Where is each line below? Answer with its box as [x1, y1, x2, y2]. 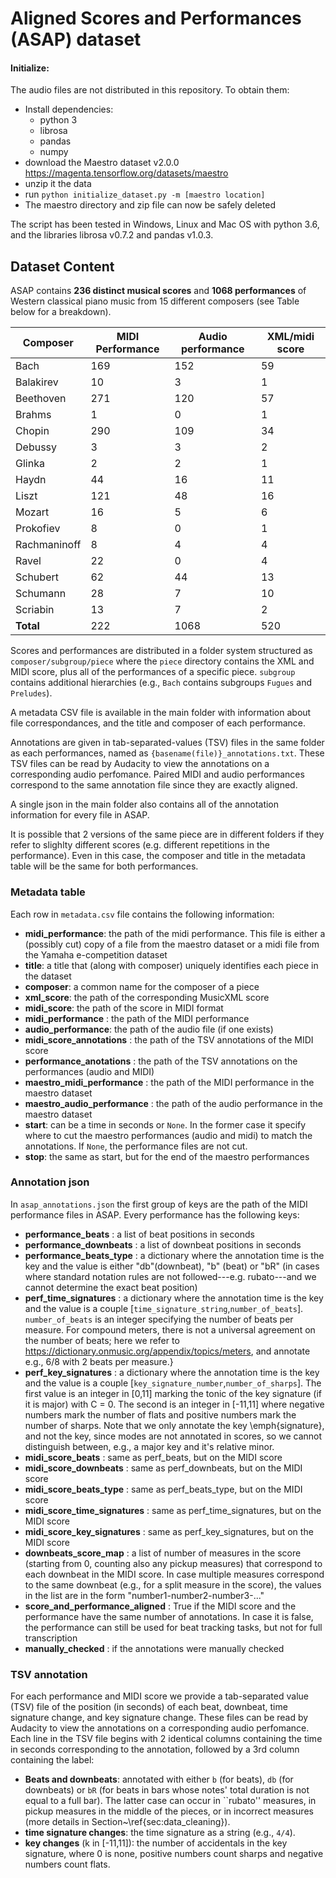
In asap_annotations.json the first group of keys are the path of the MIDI [10, 1198, 308, 1210]
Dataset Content [10, 258, 115, 275]
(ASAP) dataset [10, 28, 142, 51]
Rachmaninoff [15, 538, 82, 552]
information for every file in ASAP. [10, 809, 150, 821]
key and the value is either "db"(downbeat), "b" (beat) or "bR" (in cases [24, 1260, 320, 1272]
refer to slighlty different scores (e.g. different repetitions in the [10, 839, 270, 851]
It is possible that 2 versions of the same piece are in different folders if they [10, 828, 325, 841]
